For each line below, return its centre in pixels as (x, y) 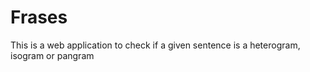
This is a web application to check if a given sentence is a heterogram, (155, 45)
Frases (39, 17)
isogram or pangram (52, 55)
